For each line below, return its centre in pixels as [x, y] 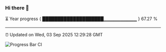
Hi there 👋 [17, 8]
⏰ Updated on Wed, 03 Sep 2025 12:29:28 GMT [54, 35]
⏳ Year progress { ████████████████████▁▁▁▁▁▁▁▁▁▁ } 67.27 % [82, 19]
